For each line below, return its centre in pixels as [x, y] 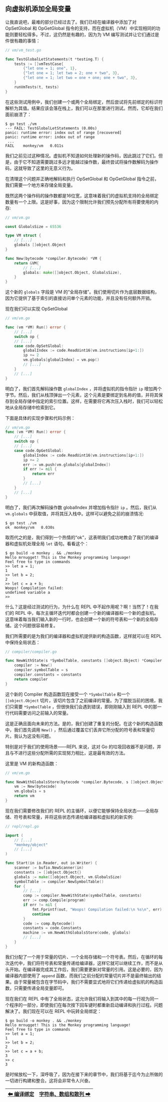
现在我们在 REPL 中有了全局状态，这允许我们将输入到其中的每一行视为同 [80, 999]
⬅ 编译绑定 [21, 1094]
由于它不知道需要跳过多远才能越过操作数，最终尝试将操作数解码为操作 [86, 162]
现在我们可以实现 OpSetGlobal [36, 309]
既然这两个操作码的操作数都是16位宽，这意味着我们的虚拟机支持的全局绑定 [82, 195]
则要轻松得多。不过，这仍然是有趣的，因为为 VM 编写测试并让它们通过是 [84, 34]
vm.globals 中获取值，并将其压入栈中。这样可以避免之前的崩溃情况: [74, 513]
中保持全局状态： [23, 642]
